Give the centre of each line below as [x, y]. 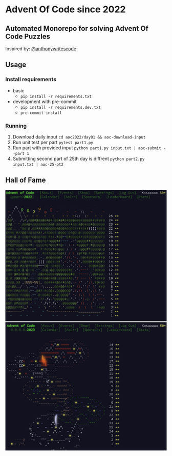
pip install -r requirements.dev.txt [61, 107]
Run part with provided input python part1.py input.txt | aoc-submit [87, 148]
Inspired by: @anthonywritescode [41, 49]
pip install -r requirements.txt [56, 96]
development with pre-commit [45, 102]
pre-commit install [41, 113]
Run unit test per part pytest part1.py [53, 142]
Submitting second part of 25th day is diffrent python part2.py [79, 158]
